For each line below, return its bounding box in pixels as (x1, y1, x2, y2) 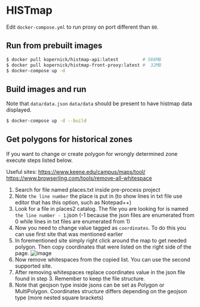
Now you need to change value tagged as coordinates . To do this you (14, 224, 186, 231)
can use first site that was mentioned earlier (14, 231, 124, 238)
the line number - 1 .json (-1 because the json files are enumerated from (14, 211, 195, 219)
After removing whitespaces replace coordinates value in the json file (14, 268, 186, 275)
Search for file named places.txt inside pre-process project (14, 186, 161, 193)
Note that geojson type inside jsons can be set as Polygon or (14, 281, 165, 288)
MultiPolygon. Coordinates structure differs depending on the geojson (14, 287, 187, 294)
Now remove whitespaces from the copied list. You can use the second (14, 256, 190, 263)
